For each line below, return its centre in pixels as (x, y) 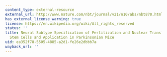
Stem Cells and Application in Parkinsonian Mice (62, 38)
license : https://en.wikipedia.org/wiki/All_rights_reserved (70, 24)
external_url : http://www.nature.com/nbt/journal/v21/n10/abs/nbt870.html (84, 14)
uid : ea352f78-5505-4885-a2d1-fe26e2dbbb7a (51, 42)
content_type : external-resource (40, 10)
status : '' (16, 28)
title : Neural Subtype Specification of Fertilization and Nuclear (77, 33)
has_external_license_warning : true (43, 19)
